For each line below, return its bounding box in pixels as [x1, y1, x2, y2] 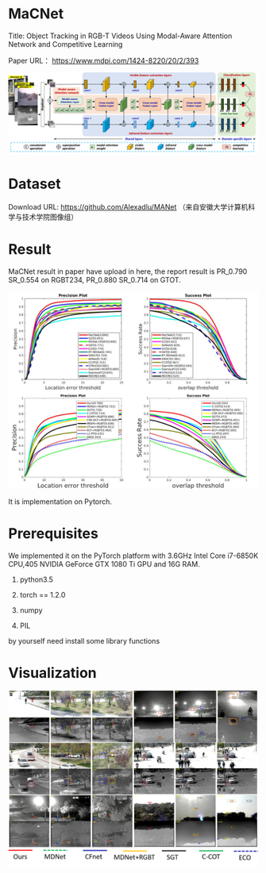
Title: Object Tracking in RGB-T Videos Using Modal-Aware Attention [8, 31, 233, 40]
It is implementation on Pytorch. [8, 497, 113, 506]
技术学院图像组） [21, 212, 78, 222]
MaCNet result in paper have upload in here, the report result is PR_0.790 [8, 267, 248, 276]
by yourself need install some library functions [8, 636, 160, 645]
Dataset [8, 175, 61, 193]
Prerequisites [8, 525, 99, 543]
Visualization [8, 663, 97, 682]
